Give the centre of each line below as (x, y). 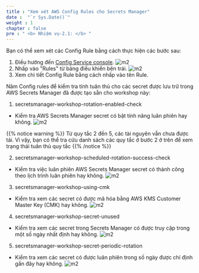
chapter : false (26, 28)
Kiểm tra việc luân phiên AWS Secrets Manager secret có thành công (99, 170)
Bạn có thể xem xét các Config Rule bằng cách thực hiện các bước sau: (94, 51)
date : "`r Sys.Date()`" (38, 17)
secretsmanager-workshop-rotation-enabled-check (78, 104)
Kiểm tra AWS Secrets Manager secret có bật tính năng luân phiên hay (101, 116)
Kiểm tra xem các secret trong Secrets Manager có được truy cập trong (102, 228)
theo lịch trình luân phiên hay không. (59, 175)
